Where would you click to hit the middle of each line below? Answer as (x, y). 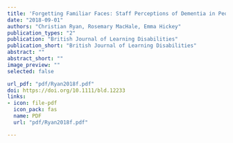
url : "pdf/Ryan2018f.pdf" (51, 122)
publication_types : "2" (42, 33)
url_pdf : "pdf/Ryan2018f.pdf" (51, 84)
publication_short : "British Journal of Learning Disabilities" (102, 46)
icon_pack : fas (35, 110)
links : (17, 97)
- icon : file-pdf (32, 103)
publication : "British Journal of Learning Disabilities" (93, 39)
